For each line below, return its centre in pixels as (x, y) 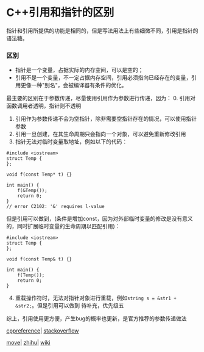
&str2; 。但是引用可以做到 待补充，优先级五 (69, 306)
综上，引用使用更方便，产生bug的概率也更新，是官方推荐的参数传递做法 (97, 318)
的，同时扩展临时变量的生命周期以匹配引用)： (63, 226)
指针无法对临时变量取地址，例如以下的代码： (71, 142)
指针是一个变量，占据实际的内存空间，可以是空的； (79, 70)
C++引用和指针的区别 (60, 13)
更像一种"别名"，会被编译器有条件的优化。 (74, 85)
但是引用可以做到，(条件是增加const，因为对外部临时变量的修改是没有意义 (100, 219)
